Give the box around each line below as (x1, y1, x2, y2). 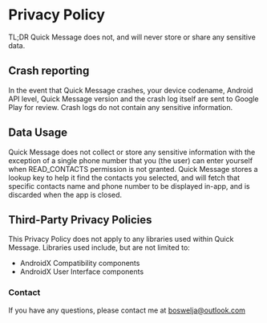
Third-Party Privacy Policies (8, 213, 152, 227)
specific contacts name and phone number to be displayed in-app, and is (8, 181, 250, 190)
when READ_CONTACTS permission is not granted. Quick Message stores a (8, 164, 258, 174)
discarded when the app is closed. (8, 190, 123, 199)
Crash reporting (8, 64, 90, 78)
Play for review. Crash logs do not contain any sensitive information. (8, 102, 233, 112)
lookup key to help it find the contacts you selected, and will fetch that (8, 173, 241, 182)
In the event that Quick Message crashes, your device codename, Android (8, 85, 253, 95)
